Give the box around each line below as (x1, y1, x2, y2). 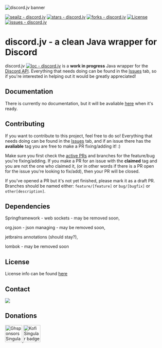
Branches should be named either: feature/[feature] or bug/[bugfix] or (5, 183, 150, 189)
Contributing (5, 120, 45, 128)
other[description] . (5, 188, 46, 194)
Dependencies (5, 202, 50, 210)
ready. (5, 106, 18, 111)
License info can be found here (5, 271, 68, 277)
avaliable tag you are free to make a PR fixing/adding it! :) (5, 143, 121, 149)
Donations (5, 312, 37, 320)
